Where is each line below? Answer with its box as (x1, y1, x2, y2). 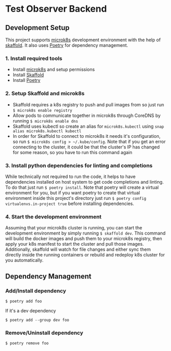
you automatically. (5, 257, 44, 264)
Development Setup (5, 23, 70, 32)
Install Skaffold (12, 72, 44, 78)
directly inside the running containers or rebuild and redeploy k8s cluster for (5, 252, 165, 258)
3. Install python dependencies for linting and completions (5, 162, 153, 169)
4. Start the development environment (5, 213, 102, 220)
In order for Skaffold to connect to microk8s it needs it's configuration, (12, 133, 161, 139)
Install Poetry (12, 77, 41, 83)
